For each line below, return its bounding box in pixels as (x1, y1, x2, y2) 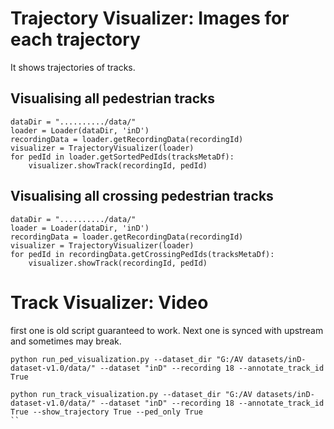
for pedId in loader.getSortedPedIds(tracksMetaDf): (10, 152, 235, 162)
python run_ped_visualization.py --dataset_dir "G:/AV (10, 354, 244, 364)
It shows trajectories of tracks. (10, 61, 136, 73)
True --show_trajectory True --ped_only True (10, 407, 203, 417)
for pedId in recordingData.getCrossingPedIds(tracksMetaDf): (10, 249, 275, 259)
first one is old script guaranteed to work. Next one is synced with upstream (10, 324, 324, 336)
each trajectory (10, 28, 141, 51)
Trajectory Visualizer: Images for (10, 7, 290, 30)
